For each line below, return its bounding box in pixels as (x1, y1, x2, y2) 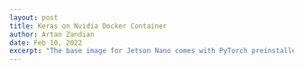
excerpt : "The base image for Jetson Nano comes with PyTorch (9, 47, 248, 56)
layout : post (9, 13, 59, 22)
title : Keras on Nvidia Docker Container (9, 22, 168, 30)
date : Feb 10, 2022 (9, 38, 83, 47)
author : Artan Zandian (9, 30, 95, 39)
